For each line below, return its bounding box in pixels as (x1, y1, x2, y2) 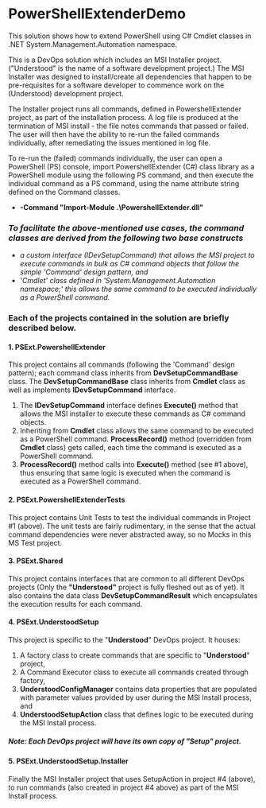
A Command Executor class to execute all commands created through (19, 667, 249, 677)
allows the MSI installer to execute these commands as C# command (19, 409, 246, 418)
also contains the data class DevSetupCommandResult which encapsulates (8, 590, 258, 600)
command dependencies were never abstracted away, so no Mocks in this (8, 530, 252, 539)
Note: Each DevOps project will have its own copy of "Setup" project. (8, 736, 242, 746)
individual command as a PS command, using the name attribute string (8, 178, 240, 188)
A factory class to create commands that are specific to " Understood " (19, 650, 250, 660)
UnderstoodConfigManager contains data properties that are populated (19, 684, 257, 693)
